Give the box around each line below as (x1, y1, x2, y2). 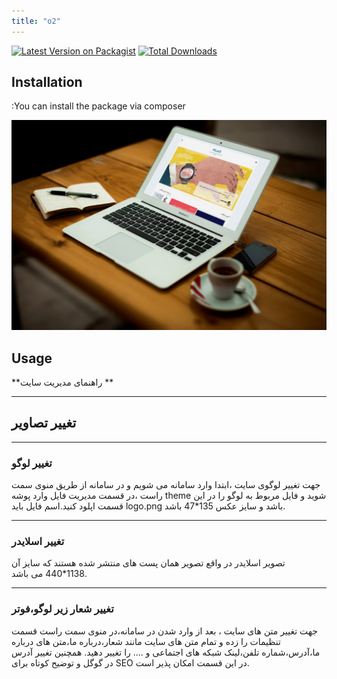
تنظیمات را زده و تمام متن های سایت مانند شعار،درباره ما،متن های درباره (11, 635, 281, 647)
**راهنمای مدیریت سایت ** (11, 376, 114, 388)
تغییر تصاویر (11, 415, 77, 432)
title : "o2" (11, 16, 61, 26)
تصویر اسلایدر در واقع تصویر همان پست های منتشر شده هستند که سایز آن (11, 557, 286, 569)
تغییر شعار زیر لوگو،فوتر (11, 602, 114, 616)
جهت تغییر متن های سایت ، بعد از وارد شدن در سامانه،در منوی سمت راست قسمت (11, 625, 318, 637)
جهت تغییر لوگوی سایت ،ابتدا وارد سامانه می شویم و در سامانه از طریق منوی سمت (11, 479, 321, 491)
